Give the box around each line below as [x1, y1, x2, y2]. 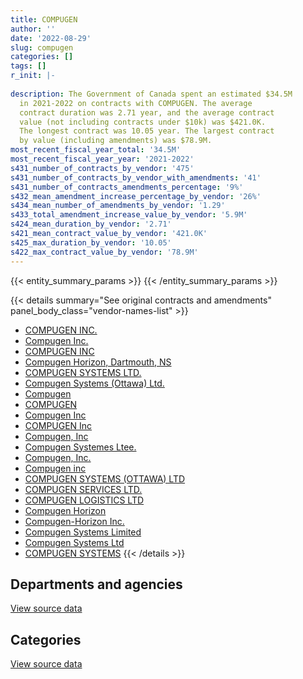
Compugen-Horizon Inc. [24, 515, 125, 527]
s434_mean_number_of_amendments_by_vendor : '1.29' [10, 201, 226, 211]
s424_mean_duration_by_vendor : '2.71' [10, 219, 172, 230]
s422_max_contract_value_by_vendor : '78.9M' [10, 247, 199, 257]
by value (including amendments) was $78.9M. [19, 136, 213, 146]
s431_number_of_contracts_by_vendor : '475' [10, 163, 195, 173]
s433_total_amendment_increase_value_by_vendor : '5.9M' [10, 210, 248, 220]
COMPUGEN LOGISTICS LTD [24, 494, 145, 506]
